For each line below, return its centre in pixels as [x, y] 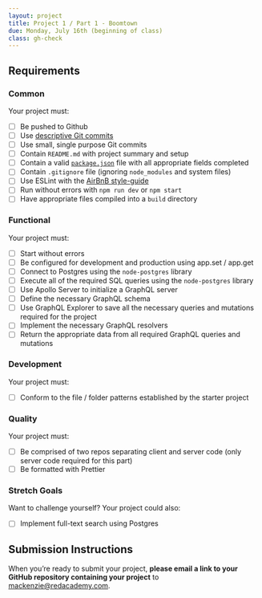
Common [27, 93]
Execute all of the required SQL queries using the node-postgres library [137, 280]
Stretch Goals [35, 490]
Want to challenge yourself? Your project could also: [95, 508]
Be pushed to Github [54, 126]
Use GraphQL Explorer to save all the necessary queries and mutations [137, 308]
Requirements [44, 70]
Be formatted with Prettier [62, 470]
